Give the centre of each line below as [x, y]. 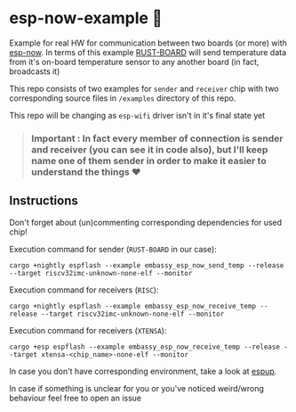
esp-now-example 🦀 [86, 18]
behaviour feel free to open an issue [76, 398]
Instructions [44, 201]
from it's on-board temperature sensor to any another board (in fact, [134, 62]
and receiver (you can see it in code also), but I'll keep [149, 149]
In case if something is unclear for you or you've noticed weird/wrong [137, 388]
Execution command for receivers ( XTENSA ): [88, 330]
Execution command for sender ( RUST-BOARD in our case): [113, 249]
